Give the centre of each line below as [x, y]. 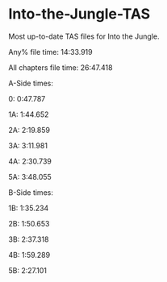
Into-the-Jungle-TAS [79, 14]
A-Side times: [31, 83]
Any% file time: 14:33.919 [50, 52]
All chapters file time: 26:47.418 [61, 67]
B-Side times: [31, 192]
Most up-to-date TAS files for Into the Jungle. [84, 36]
